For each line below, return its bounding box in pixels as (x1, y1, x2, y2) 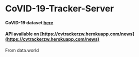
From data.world (5, 47, 39, 53)
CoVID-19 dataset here (5, 19, 53, 25)
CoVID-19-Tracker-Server (5, 3, 114, 14)
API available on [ (5, 31, 42, 37)
